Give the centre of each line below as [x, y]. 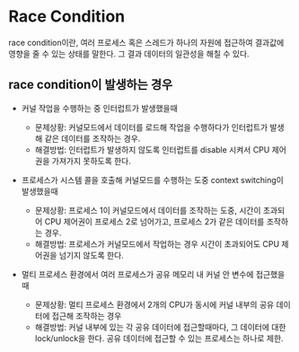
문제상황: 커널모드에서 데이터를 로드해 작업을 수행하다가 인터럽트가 [151, 127]
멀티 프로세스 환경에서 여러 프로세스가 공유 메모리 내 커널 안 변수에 [137, 274]
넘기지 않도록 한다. [92, 255]
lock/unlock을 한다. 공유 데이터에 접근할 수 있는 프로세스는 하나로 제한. [159, 338]
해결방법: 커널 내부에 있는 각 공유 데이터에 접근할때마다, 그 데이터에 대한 [160, 327]
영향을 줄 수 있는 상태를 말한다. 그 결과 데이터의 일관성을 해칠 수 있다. [129, 53]
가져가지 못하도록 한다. [91, 161]
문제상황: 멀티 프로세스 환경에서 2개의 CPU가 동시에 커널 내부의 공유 [154, 304]
